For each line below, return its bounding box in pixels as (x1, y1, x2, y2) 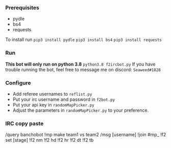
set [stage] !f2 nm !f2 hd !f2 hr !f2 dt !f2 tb (5, 137, 94, 143)
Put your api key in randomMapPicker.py (12, 101, 94, 108)
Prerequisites (5, 4, 39, 11)
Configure (5, 79, 31, 86)
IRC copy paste (5, 120, 44, 127)
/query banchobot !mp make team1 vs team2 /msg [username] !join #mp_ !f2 (5, 132, 166, 138)
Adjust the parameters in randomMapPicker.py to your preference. (12, 107, 149, 113)
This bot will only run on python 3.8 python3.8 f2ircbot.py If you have (5, 61, 156, 67)
